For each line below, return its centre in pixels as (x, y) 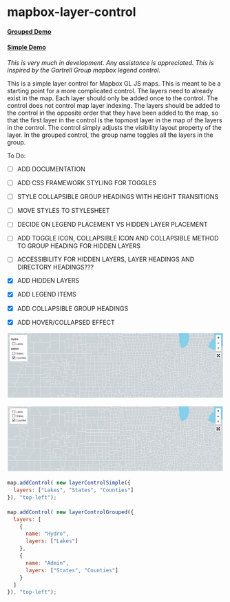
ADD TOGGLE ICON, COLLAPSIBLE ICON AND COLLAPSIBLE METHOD (118, 238)
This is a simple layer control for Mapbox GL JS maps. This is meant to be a (114, 83)
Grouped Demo (29, 31)
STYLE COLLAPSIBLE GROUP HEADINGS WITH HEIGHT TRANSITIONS (118, 197)
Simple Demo (27, 47)
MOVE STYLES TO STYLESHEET (63, 211)
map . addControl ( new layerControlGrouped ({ (71, 512)
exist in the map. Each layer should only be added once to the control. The (113, 98)
